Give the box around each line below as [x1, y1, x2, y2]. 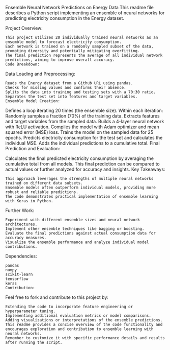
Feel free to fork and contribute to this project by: [5, 294, 108, 300]
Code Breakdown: [5, 62, 40, 67]
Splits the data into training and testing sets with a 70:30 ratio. [5, 89, 156, 95]
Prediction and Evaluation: [5, 146, 60, 151]
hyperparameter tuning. [5, 309, 56, 314]
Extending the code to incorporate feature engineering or [5, 304, 133, 309]
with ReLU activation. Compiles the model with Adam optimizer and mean [5, 124, 159, 130]
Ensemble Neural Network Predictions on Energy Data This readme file [5, 5, 154, 10]
